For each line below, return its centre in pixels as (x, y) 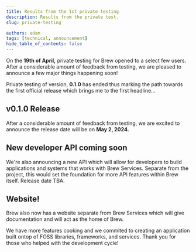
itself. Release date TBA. (36, 181)
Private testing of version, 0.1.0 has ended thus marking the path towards (94, 84)
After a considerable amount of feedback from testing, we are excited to (93, 123)
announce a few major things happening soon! (62, 73)
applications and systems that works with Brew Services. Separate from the (97, 168)
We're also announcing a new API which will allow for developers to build (94, 162)
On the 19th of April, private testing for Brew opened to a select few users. (96, 60)
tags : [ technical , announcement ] (47, 39)
